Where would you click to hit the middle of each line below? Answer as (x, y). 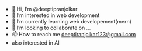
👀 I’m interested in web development (56, 15)
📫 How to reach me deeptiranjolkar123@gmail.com (74, 34)
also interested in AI (35, 43)
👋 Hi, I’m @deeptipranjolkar (44, 9)
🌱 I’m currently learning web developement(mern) (72, 21)
